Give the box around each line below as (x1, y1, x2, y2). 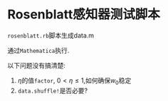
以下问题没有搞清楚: (7, 61, 66, 69)
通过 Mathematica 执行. (7, 46, 70, 54)
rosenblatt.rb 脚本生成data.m (7, 31, 95, 40)
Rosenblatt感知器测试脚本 (7, 6, 160, 23)
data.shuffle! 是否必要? (17, 86, 88, 95)
